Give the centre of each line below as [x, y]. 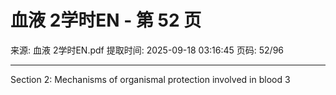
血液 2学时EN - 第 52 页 [106, 20]
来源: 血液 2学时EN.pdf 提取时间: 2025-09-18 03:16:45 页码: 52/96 [147, 50]
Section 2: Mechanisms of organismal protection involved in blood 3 [150, 79]
